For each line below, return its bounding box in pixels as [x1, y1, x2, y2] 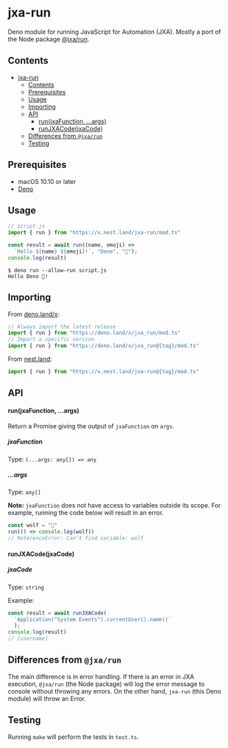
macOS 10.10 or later [17, 177, 76, 185]
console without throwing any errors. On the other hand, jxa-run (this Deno [8, 687, 222, 695]
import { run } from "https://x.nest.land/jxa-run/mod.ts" [8, 229, 181, 236]
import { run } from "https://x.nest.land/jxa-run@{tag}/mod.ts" [8, 368, 199, 375]
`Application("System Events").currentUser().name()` [14, 616, 172, 623]
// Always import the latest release [8, 323, 116, 330]
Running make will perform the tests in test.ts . [8, 732, 139, 741]
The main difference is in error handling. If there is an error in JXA [8, 672, 195, 681]
